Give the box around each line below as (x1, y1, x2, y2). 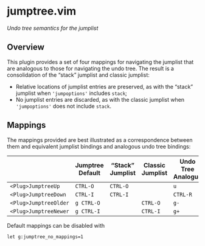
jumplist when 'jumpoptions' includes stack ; (15, 90, 127, 97)
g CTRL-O (75, 199, 100, 206)
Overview (7, 42, 45, 52)
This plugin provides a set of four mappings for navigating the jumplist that (7, 58, 194, 65)
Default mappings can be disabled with (7, 222, 105, 229)
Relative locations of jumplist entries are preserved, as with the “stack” (15, 83, 193, 90)
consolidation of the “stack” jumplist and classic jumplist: (7, 71, 150, 79)
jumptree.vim (7, 4, 77, 18)
